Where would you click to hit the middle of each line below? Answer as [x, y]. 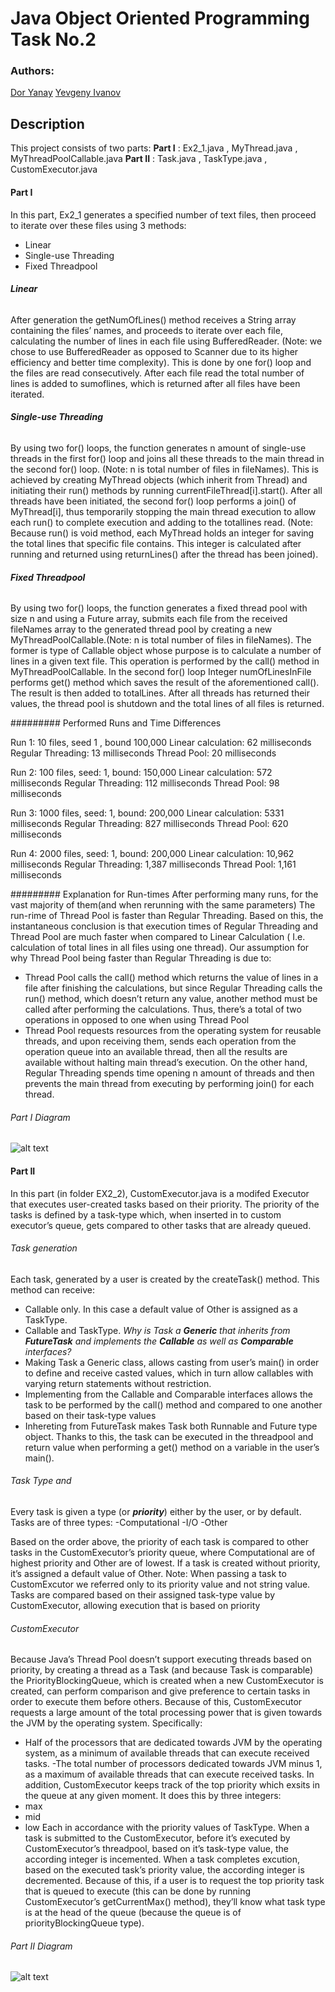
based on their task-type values [90, 1415]
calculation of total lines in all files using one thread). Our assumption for [160, 948]
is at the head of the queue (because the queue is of [133, 1913]
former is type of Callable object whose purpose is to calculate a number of [166, 651]
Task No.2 [53, 39]
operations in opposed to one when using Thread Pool [137, 1020]
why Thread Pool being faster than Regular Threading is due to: [141, 958]
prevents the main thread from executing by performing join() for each [169, 1084]
